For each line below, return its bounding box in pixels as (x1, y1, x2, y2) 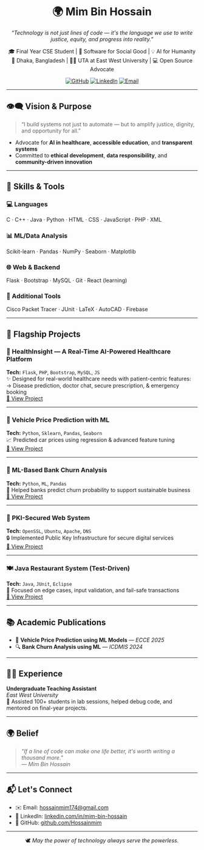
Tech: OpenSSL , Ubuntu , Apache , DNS (6, 527, 92, 535)
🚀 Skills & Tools (6, 182, 65, 192)
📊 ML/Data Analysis (6, 231, 68, 240)
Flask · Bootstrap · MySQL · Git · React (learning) (6, 277, 127, 284)
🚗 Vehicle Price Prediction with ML (6, 416, 110, 424)
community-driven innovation (15, 158, 93, 165)
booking (6, 388, 27, 396)
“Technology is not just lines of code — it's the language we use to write (11, 29, 193, 36)
